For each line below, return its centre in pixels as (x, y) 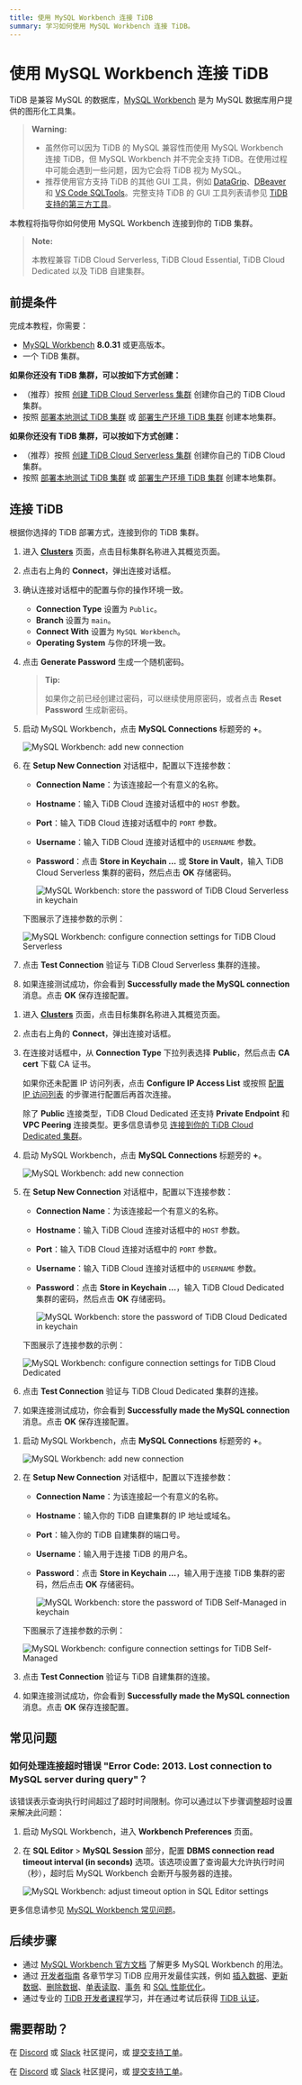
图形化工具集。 (53, 111)
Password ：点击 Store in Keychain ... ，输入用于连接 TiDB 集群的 (156, 1573)
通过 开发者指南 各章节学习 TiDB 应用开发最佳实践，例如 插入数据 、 (147, 1975)
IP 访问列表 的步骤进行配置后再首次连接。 (99, 1095)
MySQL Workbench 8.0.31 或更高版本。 (96, 345)
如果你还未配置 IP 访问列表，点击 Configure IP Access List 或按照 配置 (153, 1083)
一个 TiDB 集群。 (53, 356)
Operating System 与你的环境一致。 (103, 643)
